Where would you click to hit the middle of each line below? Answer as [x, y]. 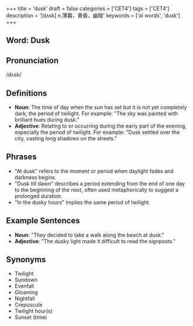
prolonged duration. [38, 196]
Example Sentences [43, 221]
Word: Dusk [28, 41]
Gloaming [26, 293]
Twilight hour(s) [33, 311]
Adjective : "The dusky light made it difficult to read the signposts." [95, 241]
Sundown [26, 280]
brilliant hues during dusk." [47, 120]
